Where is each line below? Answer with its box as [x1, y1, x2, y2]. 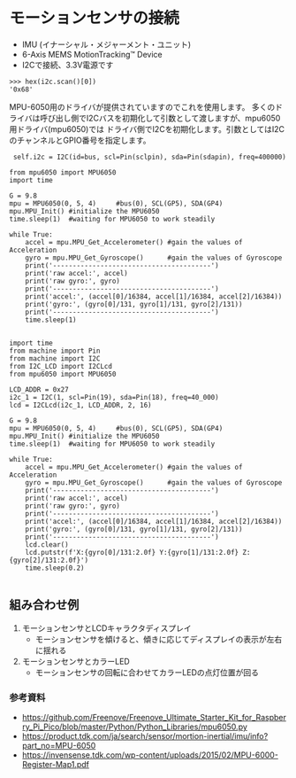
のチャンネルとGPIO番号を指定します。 [9, 135, 152, 145]
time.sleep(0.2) [25, 564, 86, 572]
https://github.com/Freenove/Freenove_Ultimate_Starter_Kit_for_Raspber [21, 712, 287, 723]
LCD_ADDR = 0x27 [9, 385, 69, 394]
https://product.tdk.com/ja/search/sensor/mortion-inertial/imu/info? [21, 731, 269, 742]
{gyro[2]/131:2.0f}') [9, 556, 89, 564]
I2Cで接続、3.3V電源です [21, 59, 114, 70]
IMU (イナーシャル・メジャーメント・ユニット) [21, 39, 192, 50]
